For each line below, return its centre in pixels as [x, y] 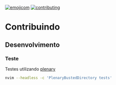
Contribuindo [32, 27]
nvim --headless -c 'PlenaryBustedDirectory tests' [58, 78]
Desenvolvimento [32, 45]
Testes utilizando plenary [30, 69]
